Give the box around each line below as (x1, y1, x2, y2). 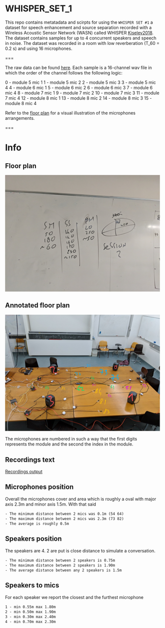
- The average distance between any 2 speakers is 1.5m (5, 568, 122, 573)
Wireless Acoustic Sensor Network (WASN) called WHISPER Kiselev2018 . (5, 30, 154, 36)
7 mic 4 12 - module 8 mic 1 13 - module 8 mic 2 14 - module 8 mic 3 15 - (5, 95, 152, 101)
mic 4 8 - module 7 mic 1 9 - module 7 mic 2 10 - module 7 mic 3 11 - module (5, 90, 160, 96)
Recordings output (5, 469, 43, 475)
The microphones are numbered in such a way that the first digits (5, 436, 137, 442)
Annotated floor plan (5, 301, 70, 310)
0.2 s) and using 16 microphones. (5, 45, 73, 51)
